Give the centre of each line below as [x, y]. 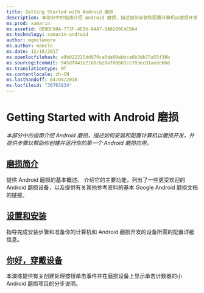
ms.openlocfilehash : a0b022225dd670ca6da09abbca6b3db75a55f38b [88, 57]
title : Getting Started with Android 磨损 [60, 12]
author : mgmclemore [31, 40]
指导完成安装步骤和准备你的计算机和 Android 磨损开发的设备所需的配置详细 [100, 232]
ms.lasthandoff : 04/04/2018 [42, 80]
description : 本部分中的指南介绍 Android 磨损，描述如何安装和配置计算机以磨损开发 [102, 18]
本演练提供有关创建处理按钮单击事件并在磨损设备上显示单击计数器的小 [94, 276]
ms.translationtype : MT [37, 68]
